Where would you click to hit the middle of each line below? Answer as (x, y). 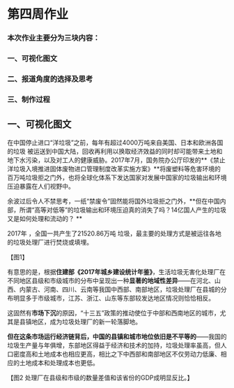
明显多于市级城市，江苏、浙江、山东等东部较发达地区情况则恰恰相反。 (114, 298)
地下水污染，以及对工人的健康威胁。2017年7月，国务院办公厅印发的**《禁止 (116, 160)
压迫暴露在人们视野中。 (41, 186)
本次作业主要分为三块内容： (54, 38)
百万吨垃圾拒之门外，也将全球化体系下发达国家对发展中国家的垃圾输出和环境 (117, 177)
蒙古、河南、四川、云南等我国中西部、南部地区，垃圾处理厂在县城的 (123, 289)
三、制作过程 (29, 99)
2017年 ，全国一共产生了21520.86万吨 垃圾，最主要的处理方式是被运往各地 (114, 233)
